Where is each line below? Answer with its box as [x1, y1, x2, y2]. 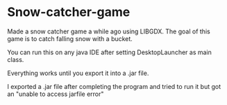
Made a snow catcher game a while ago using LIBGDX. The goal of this [7, 27, 210, 35]
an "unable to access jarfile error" [7, 90, 104, 98]
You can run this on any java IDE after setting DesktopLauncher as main [7, 48, 212, 56]
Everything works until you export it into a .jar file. [7, 69, 149, 77]
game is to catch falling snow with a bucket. [7, 34, 133, 42]
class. [7, 55, 24, 63]
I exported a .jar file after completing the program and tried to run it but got [7, 82, 221, 90]
